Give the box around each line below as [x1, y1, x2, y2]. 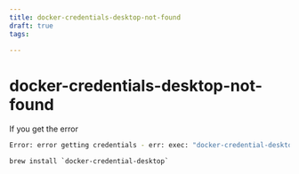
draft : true [9, 21, 53, 30]
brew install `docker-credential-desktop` [9, 157, 169, 166]
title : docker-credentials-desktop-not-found [9, 12, 181, 22]
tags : [9, 29, 29, 38]
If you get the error [9, 123, 78, 134]
